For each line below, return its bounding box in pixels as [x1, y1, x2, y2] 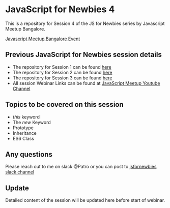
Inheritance [12, 130, 37, 136]
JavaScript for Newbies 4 [5, 4, 115, 15]
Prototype [12, 125, 34, 131]
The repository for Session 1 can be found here [12, 64, 111, 70]
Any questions [5, 150, 52, 159]
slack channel [5, 169, 35, 175]
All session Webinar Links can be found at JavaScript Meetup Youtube [12, 80, 160, 86]
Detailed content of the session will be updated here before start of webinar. [5, 197, 165, 203]
